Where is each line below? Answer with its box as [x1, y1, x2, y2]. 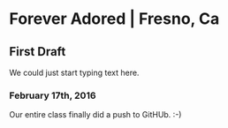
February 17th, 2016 [9, 89, 96, 102]
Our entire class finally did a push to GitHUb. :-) [9, 109, 182, 120]
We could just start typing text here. [9, 67, 140, 78]
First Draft [9, 44, 66, 59]
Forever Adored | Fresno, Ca [9, 9, 220, 29]
